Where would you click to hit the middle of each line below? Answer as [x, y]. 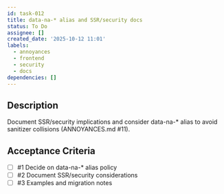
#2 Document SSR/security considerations [77, 175]
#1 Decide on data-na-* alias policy [67, 167]
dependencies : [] [32, 77]
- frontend [29, 58]
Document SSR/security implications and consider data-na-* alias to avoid [112, 122]
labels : [18, 45]
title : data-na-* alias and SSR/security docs [75, 20]
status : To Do [27, 26]
